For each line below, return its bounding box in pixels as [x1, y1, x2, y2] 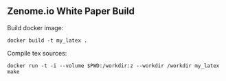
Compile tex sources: [7, 49, 67, 57]
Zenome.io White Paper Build [7, 5, 135, 17]
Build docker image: [7, 23, 64, 32]
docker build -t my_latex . [7, 37, 88, 44]
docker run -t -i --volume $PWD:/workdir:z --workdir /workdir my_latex [7, 62, 220, 69]
